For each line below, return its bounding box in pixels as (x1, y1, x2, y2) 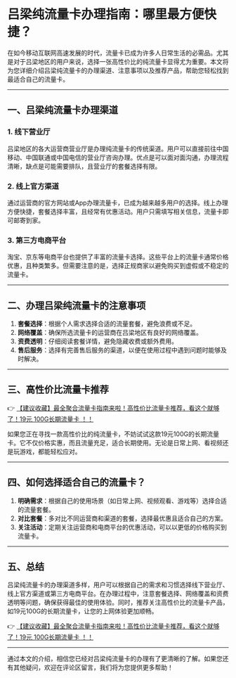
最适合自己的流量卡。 (7, 75, 69, 83)
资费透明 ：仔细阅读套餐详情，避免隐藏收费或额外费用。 (17, 337, 178, 345)
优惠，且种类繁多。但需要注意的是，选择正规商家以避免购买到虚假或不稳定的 (7, 262, 229, 270)
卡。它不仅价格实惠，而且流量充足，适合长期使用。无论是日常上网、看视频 (7, 438, 223, 447)
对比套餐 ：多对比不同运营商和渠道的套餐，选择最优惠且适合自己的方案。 (17, 514, 227, 523)
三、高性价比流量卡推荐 (7, 384, 109, 396)
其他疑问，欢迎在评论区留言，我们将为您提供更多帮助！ (13, 663, 173, 672)
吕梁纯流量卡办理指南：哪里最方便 (7, 6, 205, 23)
